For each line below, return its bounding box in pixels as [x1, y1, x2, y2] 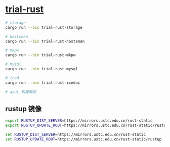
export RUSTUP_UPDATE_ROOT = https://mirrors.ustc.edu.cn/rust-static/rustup [5, 123, 168, 128]
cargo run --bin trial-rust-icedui [5, 80, 80, 85]
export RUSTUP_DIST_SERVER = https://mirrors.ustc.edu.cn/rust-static [5, 118, 153, 123]
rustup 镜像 [5, 105, 42, 113]
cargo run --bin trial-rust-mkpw [5, 53, 76, 58]
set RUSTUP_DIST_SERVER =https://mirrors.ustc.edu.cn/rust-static [5, 132, 146, 137]
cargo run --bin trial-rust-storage [5, 25, 82, 30]
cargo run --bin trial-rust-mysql [5, 67, 78, 72]
